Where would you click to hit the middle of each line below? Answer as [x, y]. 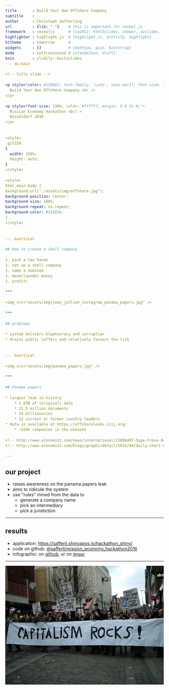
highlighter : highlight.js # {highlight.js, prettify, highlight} [78, 37]
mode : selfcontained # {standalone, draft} [60, 53]
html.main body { [23, 186]
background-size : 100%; [30, 202]
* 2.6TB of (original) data [44, 403]
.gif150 [13, 143]
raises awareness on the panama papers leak [60, 484]
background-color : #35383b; [35, 212]
